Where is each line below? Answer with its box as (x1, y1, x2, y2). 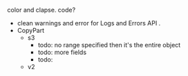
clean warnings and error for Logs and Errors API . (17, 19, 161, 27)
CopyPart (17, 27, 45, 34)
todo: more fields (37, 48, 87, 56)
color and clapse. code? (7, 6, 76, 14)
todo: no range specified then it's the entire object (37, 41, 181, 49)
